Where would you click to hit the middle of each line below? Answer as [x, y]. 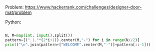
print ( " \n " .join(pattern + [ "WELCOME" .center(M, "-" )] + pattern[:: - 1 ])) [78, 45]
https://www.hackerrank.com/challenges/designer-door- [83, 7]
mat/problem [18, 12]
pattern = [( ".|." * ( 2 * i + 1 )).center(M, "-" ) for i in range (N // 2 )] [72, 40]
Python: [13, 22]
